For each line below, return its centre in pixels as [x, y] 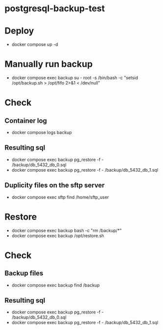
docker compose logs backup [42, 132]
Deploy [19, 31]
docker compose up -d [35, 44]
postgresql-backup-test [55, 9]
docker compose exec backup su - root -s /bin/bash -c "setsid [75, 78]
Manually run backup [49, 64]
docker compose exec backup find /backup [56, 285]
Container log [26, 121]
